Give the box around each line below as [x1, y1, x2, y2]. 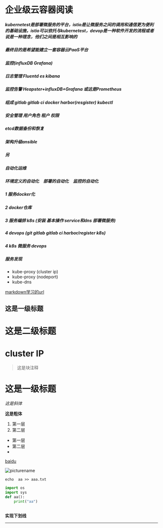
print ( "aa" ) [14, 499, 38, 504]
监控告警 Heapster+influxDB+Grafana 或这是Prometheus [5, 86, 122, 92]
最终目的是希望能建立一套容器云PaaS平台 [5, 47, 88, 53]
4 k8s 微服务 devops [5, 243, 47, 248]
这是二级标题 [5, 326, 57, 337]
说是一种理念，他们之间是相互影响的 [5, 33, 78, 39]
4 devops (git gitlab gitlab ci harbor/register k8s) [5, 230, 106, 236]
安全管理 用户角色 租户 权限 [5, 112, 59, 119]
